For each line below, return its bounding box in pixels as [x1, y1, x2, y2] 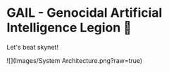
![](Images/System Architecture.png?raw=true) [6, 56, 143, 64]
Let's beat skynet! [6, 43, 59, 51]
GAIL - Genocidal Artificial [6, 5, 163, 21]
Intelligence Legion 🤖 [6, 20, 132, 36]
